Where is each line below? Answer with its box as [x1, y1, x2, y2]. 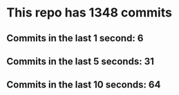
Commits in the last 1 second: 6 [6, 32, 144, 44]
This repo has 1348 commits [6, 5, 172, 21]
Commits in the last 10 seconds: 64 [6, 79, 161, 91]
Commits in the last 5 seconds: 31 [6, 55, 155, 67]
